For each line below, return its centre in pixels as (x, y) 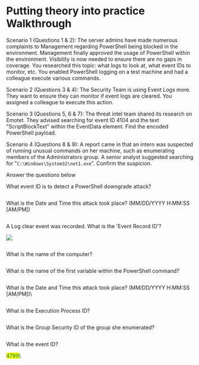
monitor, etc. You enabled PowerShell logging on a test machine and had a (97, 71)
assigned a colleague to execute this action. (60, 102)
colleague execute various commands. (53, 78)
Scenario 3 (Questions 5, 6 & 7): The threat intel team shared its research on (99, 114)
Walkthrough (39, 24)
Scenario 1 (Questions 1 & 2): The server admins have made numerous (92, 40)
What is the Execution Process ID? (48, 310)
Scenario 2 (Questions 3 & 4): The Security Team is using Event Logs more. (99, 89)
